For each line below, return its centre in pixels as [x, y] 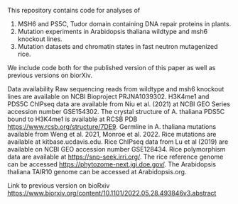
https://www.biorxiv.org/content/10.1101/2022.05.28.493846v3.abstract [112, 193]
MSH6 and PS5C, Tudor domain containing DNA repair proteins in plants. [124, 24]
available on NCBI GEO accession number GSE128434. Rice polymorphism [117, 149]
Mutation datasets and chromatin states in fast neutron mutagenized [118, 46]
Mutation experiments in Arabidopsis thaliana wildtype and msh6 [113, 32]
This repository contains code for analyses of [74, 10]
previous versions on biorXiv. [50, 75]
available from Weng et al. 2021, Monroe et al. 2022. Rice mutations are [112, 134]
